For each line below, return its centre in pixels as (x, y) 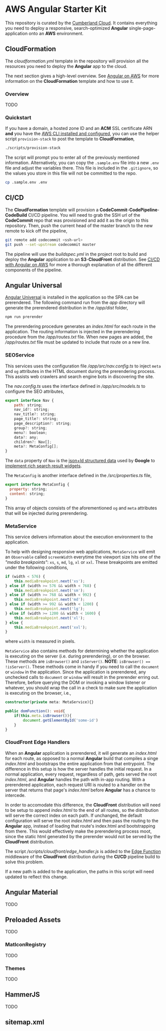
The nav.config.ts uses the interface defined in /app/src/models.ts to (75, 386)
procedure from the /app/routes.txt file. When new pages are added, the (79, 337)
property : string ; (29, 489)
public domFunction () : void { (35, 711)
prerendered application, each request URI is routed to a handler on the (78, 785)
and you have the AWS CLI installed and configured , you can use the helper (82, 134)
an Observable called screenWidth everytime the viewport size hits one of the (83, 557)
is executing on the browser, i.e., (38, 693)
